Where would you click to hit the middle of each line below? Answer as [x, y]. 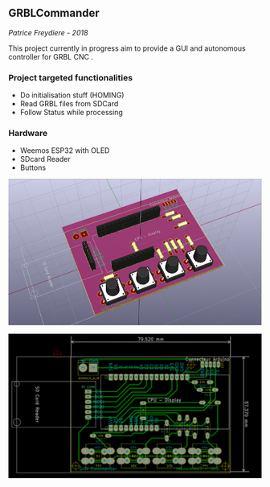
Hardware [28, 134]
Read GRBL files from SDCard [69, 104]
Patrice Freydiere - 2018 [48, 32]
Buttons [33, 167]
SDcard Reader [45, 159]
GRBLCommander [54, 13]
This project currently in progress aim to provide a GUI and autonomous [127, 48]
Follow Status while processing [71, 113]
